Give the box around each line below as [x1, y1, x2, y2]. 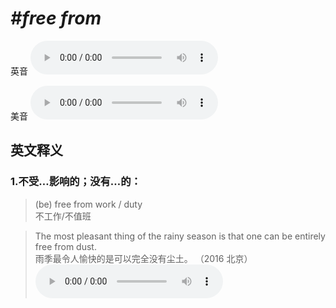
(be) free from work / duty [34, 198, 143, 210]
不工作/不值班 [34, 210, 92, 222]
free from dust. [34, 240, 97, 252]
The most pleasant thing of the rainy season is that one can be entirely [34, 230, 326, 242]
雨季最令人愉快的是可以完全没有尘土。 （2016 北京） [34, 252, 253, 264]
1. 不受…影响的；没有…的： [10, 175, 142, 189]
